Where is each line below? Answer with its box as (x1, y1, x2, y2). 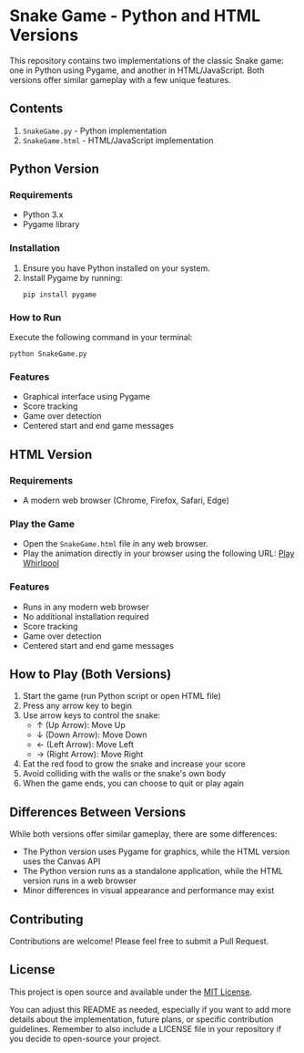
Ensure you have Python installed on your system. (22, 262, 211, 274)
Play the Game (9, 517, 76, 530)
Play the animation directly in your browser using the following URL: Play (22, 548, 295, 559)
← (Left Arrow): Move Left (35, 739, 134, 750)
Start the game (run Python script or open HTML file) (22, 691, 221, 702)
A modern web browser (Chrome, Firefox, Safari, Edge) (22, 495, 230, 506)
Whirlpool (22, 558, 59, 568)
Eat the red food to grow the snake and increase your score (22, 758, 246, 769)
